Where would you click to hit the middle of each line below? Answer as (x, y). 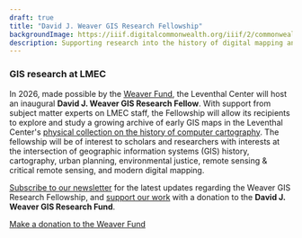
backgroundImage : (42, 34)
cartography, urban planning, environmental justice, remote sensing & (138, 160)
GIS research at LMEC (58, 75)
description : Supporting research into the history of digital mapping (146, 43)
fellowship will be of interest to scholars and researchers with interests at (145, 141)
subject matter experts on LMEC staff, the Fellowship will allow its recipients (150, 112)
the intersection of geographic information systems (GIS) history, (129, 151)
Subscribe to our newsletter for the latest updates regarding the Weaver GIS (150, 187)
